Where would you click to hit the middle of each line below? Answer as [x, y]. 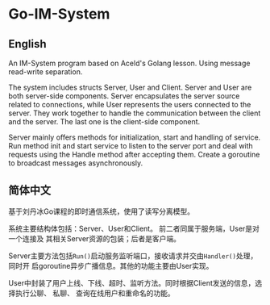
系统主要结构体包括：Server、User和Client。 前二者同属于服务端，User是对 [134, 228]
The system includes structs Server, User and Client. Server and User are [130, 87]
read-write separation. [46, 72]
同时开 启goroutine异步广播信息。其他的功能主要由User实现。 [111, 265]
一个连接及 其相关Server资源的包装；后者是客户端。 [95, 238]
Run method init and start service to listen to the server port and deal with [131, 146]
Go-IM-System [59, 14]
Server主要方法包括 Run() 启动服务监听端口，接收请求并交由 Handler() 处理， [133, 256]
